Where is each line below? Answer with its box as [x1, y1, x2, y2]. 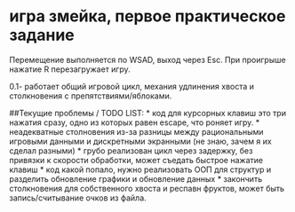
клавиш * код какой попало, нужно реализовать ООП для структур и [9, 164, 272, 175]
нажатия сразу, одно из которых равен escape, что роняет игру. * [9, 117, 260, 128]
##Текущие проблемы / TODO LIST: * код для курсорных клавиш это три [9, 107, 287, 118]
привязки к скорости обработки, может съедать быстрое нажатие [9, 154, 264, 165]
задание [9, 25, 76, 45]
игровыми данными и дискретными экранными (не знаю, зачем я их [9, 136, 273, 146]
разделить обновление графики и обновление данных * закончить [9, 173, 263, 184]
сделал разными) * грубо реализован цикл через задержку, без [9, 145, 253, 156]
